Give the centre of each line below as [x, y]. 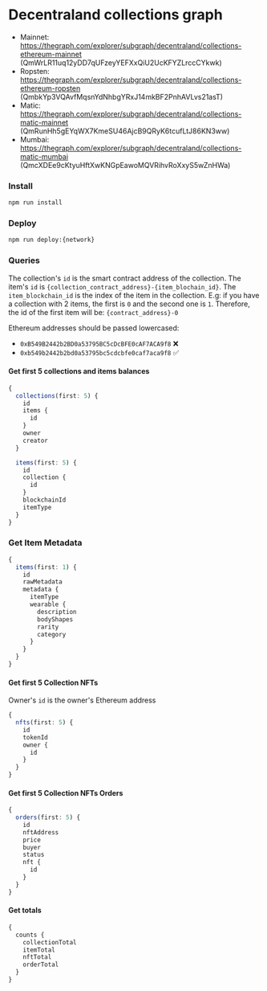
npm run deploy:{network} [51, 240]
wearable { [48, 604]
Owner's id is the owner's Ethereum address [82, 700]
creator [35, 440]
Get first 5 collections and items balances [79, 371]
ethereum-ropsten [50, 88]
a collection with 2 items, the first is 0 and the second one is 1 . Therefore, [129, 304]
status [34, 855]
